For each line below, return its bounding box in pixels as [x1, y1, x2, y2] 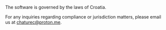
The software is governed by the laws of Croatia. [5, 4, 107, 10]
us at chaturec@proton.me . [5, 19, 62, 25]
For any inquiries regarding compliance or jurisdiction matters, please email [5, 14, 161, 19]
